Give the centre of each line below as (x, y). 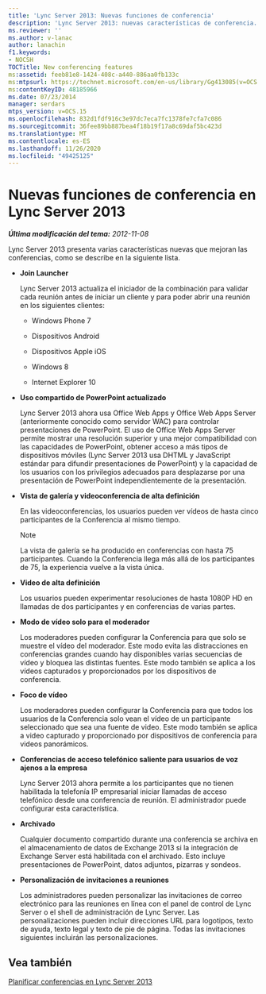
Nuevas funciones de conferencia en (132, 195)
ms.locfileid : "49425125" (51, 156)
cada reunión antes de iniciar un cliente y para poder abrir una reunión (135, 297)
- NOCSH (21, 60)
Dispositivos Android (66, 336)
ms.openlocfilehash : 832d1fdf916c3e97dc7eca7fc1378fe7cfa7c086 (115, 119)
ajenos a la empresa (53, 768)
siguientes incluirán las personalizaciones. (89, 938)
